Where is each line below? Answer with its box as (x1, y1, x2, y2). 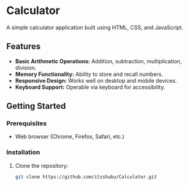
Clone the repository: (15, 162, 69, 169)
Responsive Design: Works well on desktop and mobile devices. (15, 77, 177, 84)
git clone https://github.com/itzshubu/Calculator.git (15, 174, 157, 180)
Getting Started (6, 101, 66, 111)
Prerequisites (6, 119, 47, 128)
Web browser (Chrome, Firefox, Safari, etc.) (15, 133, 125, 140)
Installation (6, 148, 41, 157)
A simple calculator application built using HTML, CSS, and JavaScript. (6, 24, 184, 31)
